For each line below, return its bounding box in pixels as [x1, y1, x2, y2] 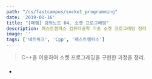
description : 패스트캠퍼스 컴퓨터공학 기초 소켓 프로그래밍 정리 [6, 25, 147, 32]
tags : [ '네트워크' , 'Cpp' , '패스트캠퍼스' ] [6, 37, 105, 42]
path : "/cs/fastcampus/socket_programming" [6, 8, 118, 15]
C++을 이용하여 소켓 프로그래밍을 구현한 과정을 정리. [21, 54, 145, 60]
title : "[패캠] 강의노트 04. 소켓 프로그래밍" [6, 20, 110, 26]
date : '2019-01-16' [6, 14, 56, 20]
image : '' [6, 31, 31, 37]
